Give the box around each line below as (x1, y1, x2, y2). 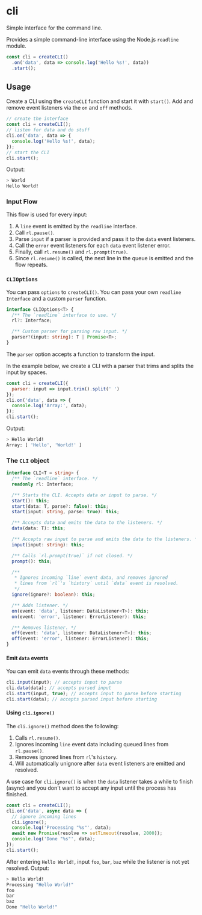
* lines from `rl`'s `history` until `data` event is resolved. (14, 580, 179, 587)
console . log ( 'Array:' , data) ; (11, 402, 87, 409)
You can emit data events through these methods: (6, 667, 130, 675)
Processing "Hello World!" (6, 881, 74, 888)
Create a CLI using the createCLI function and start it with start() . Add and (6, 98, 194, 105)
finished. (6, 790, 28, 798)
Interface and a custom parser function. (6, 295, 107, 302)
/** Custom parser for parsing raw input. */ (11, 328, 128, 335)
